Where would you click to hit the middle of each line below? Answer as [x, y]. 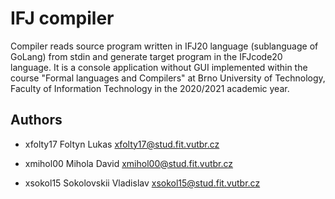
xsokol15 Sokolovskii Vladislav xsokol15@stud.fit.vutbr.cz [142, 183]
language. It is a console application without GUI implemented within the [159, 67]
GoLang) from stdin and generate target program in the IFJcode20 [146, 56]
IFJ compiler [62, 18]
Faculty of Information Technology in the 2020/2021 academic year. [150, 88]
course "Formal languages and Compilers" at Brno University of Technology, [168, 78]
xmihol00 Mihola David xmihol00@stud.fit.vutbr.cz [129, 163]
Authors [36, 120]
